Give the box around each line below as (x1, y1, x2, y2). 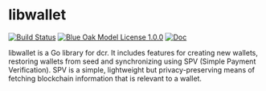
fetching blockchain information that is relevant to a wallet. (8, 73, 203, 83)
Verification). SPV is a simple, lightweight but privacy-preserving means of (8, 64, 256, 74)
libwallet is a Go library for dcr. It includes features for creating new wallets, (8, 48, 259, 57)
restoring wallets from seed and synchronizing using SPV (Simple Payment (8, 56, 256, 66)
